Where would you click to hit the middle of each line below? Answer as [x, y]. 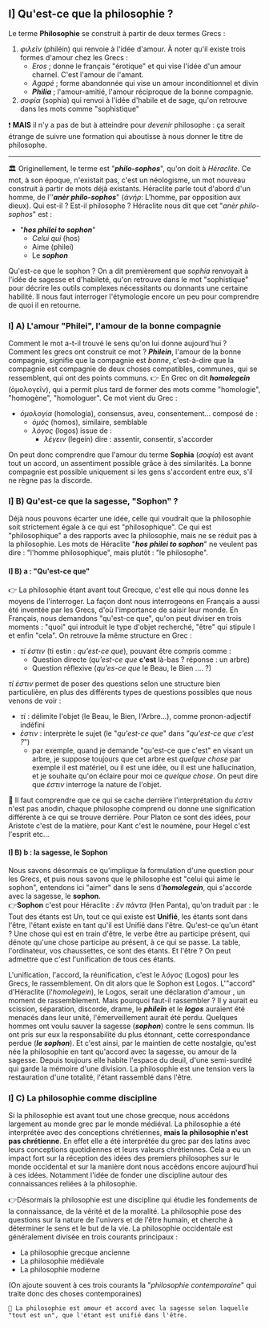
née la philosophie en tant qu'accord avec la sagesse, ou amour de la [123, 1051]
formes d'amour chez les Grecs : [74, 57]
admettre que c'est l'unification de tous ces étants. [92, 959]
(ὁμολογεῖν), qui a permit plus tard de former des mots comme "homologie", [134, 390]
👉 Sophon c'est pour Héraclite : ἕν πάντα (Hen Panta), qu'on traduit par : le [133, 904]
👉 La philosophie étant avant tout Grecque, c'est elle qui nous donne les [129, 590]
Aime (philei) [53, 247]
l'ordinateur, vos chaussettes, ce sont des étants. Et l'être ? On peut [120, 950]
